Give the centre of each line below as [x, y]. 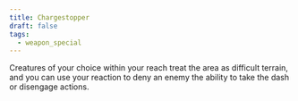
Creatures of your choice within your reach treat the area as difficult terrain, [149, 68]
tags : [19, 34]
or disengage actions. [49, 87]
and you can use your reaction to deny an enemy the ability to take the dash [149, 78]
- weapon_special [50, 42]
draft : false [34, 26]
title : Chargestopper [50, 17]
